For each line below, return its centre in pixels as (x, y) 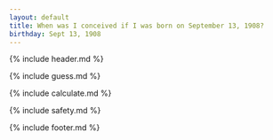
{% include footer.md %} (55, 128)
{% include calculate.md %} (60, 93)
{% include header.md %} (56, 59)
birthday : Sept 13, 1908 (55, 34)
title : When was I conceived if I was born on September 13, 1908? (137, 26)
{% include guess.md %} (55, 76)
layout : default (39, 17)
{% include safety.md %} (55, 111)
